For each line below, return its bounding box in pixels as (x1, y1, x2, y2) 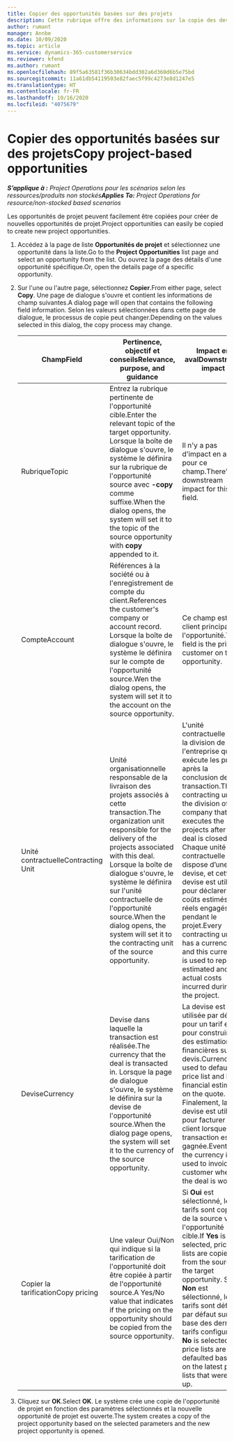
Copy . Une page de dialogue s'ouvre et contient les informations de (17, 291, 212, 299)
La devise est (182, 1001, 226, 1011)
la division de (182, 737, 226, 747)
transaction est (109, 1032, 159, 1042)
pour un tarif (182, 1019, 223, 1029)
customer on (182, 648, 224, 658)
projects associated (109, 842, 174, 851)
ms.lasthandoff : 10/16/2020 (7, 95, 89, 102)
